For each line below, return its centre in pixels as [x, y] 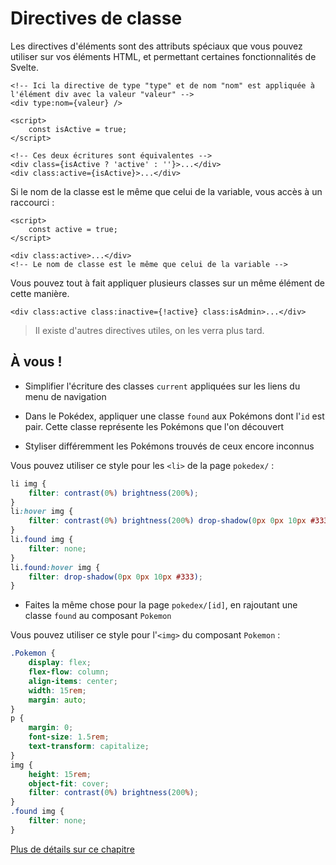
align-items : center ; [73, 681]
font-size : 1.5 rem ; [69, 737]
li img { [28, 483]
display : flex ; [60, 663]
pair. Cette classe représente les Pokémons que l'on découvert [154, 426]
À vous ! [36, 362]
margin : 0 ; [51, 728]
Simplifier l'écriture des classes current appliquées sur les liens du [162, 386]
